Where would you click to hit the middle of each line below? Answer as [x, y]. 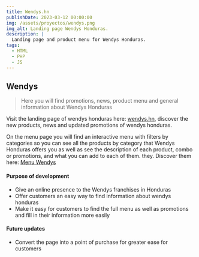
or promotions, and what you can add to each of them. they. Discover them [99, 156]
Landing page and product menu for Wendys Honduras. [79, 40]
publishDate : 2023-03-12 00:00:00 [49, 17]
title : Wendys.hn [28, 12]
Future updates [25, 229]
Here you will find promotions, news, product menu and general [99, 101]
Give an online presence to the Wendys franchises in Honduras [93, 189]
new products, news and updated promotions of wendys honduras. [89, 125]
